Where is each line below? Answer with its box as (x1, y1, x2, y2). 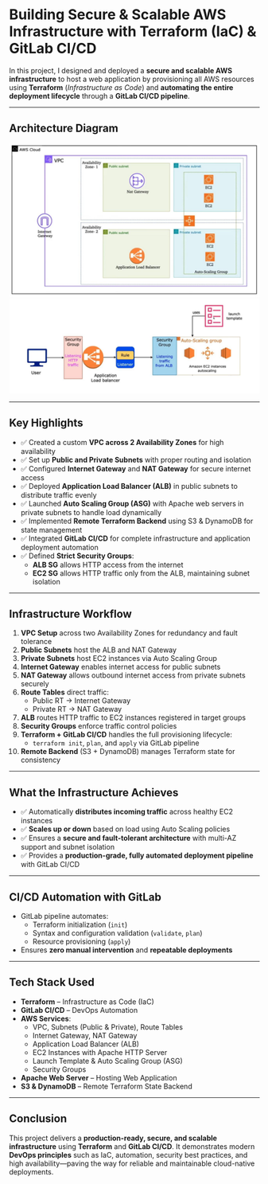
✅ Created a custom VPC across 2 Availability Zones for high (20, 437, 224, 447)
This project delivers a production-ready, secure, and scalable (9, 1133, 218, 1143)
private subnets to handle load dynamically (20, 507, 162, 517)
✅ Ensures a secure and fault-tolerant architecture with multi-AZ (20, 834, 237, 843)
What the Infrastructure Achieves (9, 786, 179, 799)
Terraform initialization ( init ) (32, 920, 128, 929)
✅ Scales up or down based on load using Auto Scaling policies (20, 824, 231, 834)
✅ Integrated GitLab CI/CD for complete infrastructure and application (20, 533, 251, 543)
